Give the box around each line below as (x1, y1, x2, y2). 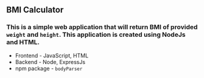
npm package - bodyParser (15, 65, 83, 72)
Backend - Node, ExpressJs (15, 58, 86, 65)
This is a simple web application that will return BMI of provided (6, 23, 198, 31)
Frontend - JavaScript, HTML (15, 51, 89, 59)
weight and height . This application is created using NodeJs (6, 30, 186, 39)
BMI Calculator (6, 5, 64, 15)
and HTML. (6, 38, 40, 47)
